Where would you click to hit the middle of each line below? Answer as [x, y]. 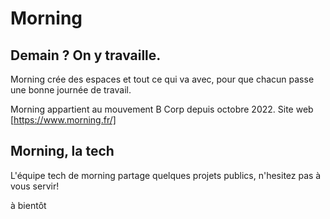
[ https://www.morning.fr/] [63, 120]
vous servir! [35, 186]
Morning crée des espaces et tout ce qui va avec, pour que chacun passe [162, 79]
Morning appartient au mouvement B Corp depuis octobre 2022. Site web [162, 109]
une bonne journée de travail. [71, 90]
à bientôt [28, 205]
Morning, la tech [62, 151]
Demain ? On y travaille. [86, 55]
